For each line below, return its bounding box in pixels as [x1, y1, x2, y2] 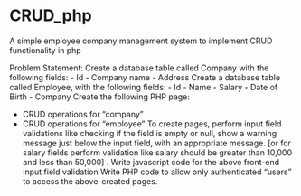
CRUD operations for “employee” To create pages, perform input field [22, 118, 282, 129]
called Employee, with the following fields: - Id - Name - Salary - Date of [9, 81, 278, 92]
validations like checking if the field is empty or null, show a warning [22, 127, 277, 138]
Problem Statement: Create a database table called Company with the [9, 62, 269, 73]
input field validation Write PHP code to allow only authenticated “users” [22, 166, 292, 177]
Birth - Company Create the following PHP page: [9, 91, 190, 102]
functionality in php [9, 44, 81, 55]
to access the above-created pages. [22, 175, 158, 186]
